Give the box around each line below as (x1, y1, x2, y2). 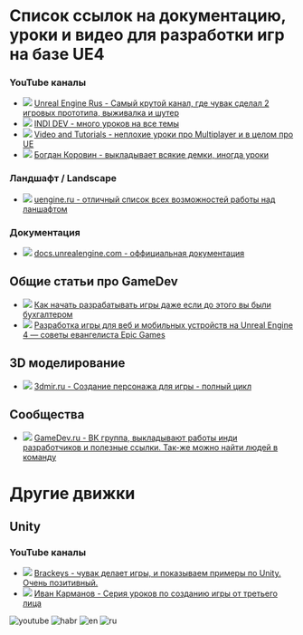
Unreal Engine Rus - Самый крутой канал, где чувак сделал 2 (33, 98, 270, 109)
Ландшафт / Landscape (9, 172, 118, 185)
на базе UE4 (9, 44, 105, 64)
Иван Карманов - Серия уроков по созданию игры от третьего (33, 588, 279, 599)
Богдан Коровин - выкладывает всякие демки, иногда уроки (33, 149, 270, 160)
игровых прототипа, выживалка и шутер (22, 108, 179, 119)
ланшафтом (22, 203, 68, 214)
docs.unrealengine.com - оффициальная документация (33, 248, 245, 259)
